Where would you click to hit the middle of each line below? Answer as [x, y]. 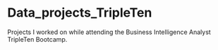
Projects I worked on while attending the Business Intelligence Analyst [109, 32]
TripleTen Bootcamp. [37, 39]
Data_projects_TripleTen [80, 13]
